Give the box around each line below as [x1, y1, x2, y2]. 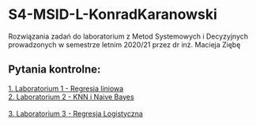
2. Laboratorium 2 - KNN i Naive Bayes [8, 92, 134, 102]
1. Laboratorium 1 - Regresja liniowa [8, 83, 124, 93]
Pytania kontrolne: [8, 63, 101, 76]
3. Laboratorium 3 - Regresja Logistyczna [8, 109, 144, 118]
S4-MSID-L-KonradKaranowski [8, 6, 217, 24]
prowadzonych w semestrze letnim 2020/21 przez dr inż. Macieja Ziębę [8, 39, 241, 49]
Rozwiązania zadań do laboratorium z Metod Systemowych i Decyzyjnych [8, 31, 249, 41]
